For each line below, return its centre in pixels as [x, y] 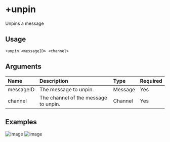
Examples [21, 122]
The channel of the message [74, 97]
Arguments [24, 67]
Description [54, 81]
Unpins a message [25, 23]
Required [151, 81]
